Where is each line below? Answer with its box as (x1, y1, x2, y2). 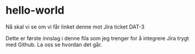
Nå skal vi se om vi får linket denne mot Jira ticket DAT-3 (5, 23, 145, 30)
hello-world (5, 4, 65, 17)
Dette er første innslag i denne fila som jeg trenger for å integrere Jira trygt (5, 34, 189, 42)
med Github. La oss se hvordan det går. (5, 41, 103, 48)
